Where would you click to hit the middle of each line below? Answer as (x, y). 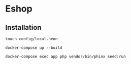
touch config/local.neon (31, 39)
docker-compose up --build (34, 48)
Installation (23, 27)
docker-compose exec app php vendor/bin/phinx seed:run (65, 56)
